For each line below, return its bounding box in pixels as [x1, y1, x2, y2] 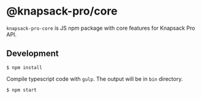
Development [6, 49, 59, 59]
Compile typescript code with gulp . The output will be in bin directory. [6, 75, 183, 83]
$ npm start [6, 87, 37, 93]
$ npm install [6, 64, 43, 70]
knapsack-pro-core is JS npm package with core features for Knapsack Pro [6, 24, 195, 32]
